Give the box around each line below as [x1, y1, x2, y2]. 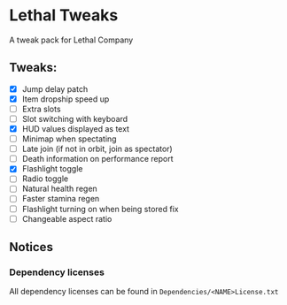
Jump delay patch [21, 83, 89, 94]
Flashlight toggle [21, 164, 83, 174]
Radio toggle [21, 173, 69, 184]
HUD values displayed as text [21, 124, 130, 133]
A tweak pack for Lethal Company [9, 34, 134, 45]
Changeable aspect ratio [21, 213, 112, 224]
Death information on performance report [21, 154, 175, 164]
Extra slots [21, 103, 61, 114]
